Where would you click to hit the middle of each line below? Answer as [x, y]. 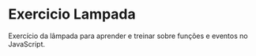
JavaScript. [27, 44]
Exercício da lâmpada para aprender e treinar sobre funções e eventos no [128, 36]
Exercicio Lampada [72, 14]
